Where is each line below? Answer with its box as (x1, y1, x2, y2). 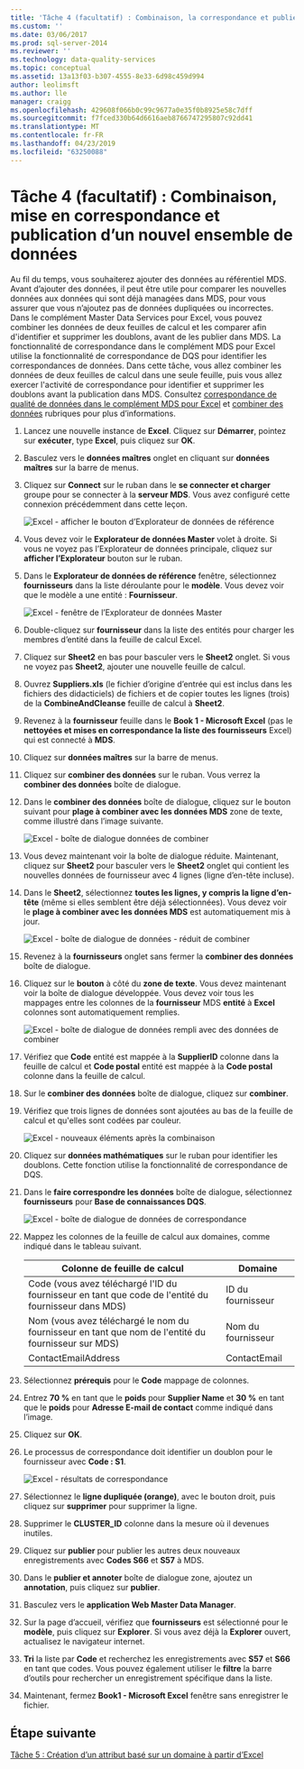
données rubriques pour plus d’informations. (10, 408, 177, 419)
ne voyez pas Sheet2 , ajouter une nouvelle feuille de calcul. (23, 660, 246, 672)
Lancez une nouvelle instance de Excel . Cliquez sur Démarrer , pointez (23, 425, 287, 436)
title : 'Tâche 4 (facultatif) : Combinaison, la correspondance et (10, 13, 270, 23)
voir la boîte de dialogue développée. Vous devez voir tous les (23, 987, 254, 998)
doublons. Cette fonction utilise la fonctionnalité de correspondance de (23, 1159, 288, 1170)
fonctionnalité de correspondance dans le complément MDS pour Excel (10, 340, 276, 352)
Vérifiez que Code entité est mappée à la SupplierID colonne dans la (23, 1051, 279, 1062)
